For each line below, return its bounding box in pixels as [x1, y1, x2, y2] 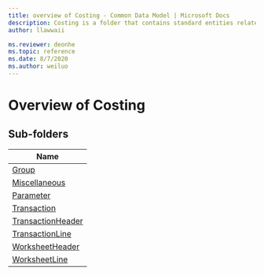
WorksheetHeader [12, 241, 80, 252]
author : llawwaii [8, 26, 65, 34]
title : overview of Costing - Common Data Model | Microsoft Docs [8, 11, 230, 20]
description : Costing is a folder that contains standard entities [8, 19, 234, 27]
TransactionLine [12, 228, 72, 239]
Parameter [12, 190, 51, 201]
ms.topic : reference [8, 48, 76, 56]
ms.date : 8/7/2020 [8, 55, 68, 63]
